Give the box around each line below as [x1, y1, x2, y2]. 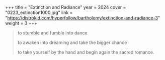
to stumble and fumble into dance [17, 30, 88, 35]
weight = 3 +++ [5, 20, 38, 26]
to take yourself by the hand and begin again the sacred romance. [17, 49, 154, 55]
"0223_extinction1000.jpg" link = [5, 9, 73, 15]
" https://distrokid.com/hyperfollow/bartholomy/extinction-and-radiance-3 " [5, 15, 160, 20]
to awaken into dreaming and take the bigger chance [17, 39, 127, 45]
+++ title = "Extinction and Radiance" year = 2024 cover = [5, 4, 126, 10]
